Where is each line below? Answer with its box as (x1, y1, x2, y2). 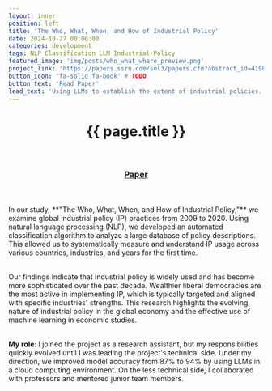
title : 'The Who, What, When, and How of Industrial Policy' (8, 27, 219, 35)
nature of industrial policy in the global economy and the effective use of (8, 306, 251, 316)
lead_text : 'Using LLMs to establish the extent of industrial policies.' (8, 87, 266, 96)
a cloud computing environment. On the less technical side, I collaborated (8, 365, 254, 375)
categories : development (8, 42, 92, 50)
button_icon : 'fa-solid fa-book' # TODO (8, 72, 147, 80)
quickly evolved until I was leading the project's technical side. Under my (8, 347, 252, 357)
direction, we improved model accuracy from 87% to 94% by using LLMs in (8, 356, 261, 366)
